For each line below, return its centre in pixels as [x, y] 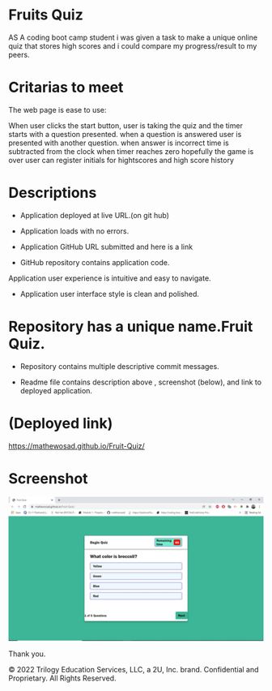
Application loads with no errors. [74, 231]
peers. [19, 54]
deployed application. [56, 390]
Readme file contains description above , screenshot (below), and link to [140, 382]
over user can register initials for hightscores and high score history [121, 160]
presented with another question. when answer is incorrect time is [119, 143]
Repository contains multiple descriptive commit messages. [120, 366]
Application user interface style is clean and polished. [110, 294]
